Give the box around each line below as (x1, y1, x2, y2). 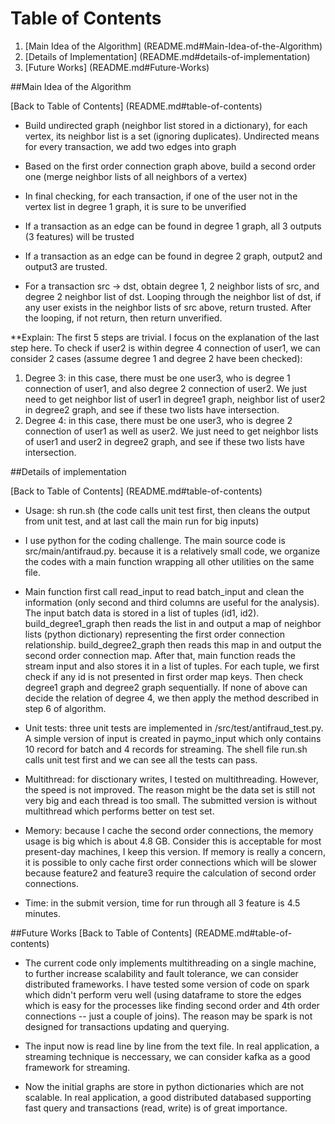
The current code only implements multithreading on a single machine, (24, 957, 317, 969)
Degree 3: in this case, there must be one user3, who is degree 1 (24, 372, 291, 384)
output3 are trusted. (24, 260, 108, 272)
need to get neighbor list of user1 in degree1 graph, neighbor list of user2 (24, 393, 326, 405)
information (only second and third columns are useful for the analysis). (24, 596, 320, 608)
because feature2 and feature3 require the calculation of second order (24, 867, 317, 879)
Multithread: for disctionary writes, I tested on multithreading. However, (24, 773, 319, 785)
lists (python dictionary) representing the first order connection (24, 628, 285, 640)
